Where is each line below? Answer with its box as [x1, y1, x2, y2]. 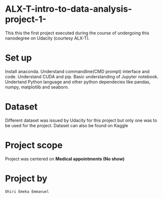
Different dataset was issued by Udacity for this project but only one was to [5, 117, 158, 123]
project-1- [5, 14, 47, 25]
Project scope [5, 140, 63, 151]
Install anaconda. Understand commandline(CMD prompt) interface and [5, 68, 150, 74]
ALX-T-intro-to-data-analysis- [5, 3, 132, 15]
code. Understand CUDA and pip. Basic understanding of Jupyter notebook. [5, 73, 159, 79]
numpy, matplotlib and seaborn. [5, 84, 70, 90]
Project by [5, 173, 47, 184]
